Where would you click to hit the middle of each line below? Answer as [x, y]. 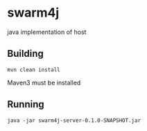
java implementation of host [47, 32]
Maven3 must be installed [44, 82]
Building [25, 54]
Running [26, 104]
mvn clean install [34, 70]
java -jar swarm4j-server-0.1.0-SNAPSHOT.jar [74, 120]
